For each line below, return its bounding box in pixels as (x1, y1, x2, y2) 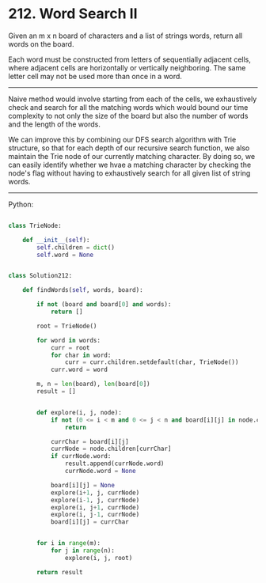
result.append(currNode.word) (64, 460, 165, 468)
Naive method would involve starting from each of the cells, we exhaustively (8, 94, 257, 104)
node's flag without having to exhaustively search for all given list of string (8, 168, 251, 178)
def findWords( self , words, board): (22, 286, 144, 294)
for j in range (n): (50, 547, 115, 555)
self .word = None (36, 251, 93, 259)
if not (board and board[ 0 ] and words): (36, 301, 172, 309)
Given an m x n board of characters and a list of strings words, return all (8, 31, 243, 40)
